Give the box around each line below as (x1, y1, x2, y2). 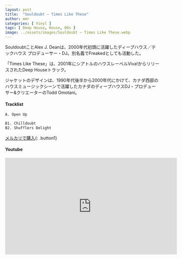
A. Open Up (5, 112, 27, 117)
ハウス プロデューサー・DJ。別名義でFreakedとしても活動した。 (13, 50, 144, 56)
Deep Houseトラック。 (22, 67, 69, 73)
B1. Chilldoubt (5, 121, 36, 126)
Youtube (5, 146, 23, 152)
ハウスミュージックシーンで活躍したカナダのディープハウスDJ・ (5, 84, 135, 89)
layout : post (5, 7, 32, 12)
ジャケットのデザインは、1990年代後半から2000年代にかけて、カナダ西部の (5, 77, 158, 83)
